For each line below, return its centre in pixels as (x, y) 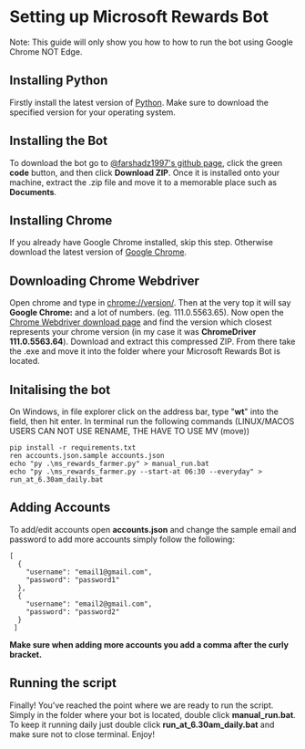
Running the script (63, 683)
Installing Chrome (61, 220)
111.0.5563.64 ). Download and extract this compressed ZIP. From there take (152, 342)
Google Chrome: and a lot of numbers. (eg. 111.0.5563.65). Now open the (147, 313)
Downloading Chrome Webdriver (105, 281)
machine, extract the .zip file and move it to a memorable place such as (143, 182)
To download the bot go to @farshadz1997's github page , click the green (146, 162)
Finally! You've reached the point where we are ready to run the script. (142, 705)
